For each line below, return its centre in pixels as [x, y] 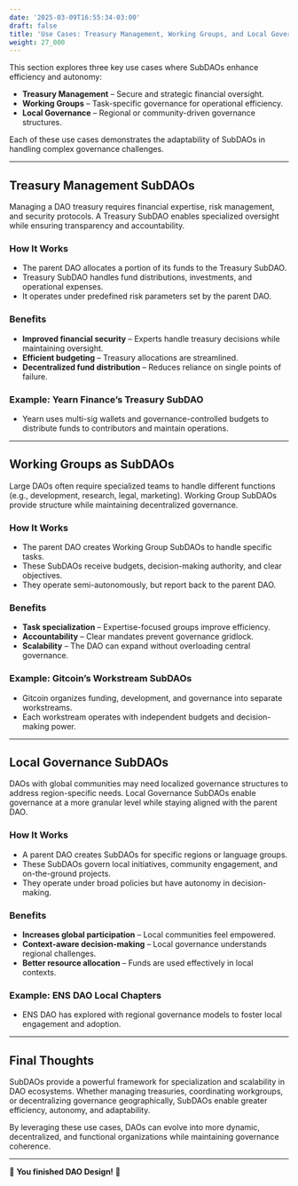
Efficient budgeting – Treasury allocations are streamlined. [130, 357]
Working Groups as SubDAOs [92, 464]
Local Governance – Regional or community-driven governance [138, 113]
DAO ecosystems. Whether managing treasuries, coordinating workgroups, [146, 1091]
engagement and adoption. [71, 1024]
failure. [35, 376]
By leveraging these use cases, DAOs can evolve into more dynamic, [134, 1127]
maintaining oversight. [63, 348]
